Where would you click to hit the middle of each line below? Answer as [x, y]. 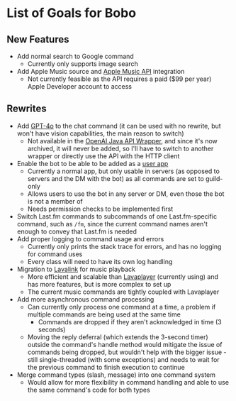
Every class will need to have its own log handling [100, 261]
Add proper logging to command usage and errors [90, 238]
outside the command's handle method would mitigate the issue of [125, 344]
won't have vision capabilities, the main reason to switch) [101, 133]
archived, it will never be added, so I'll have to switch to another [120, 148]
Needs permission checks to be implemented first [100, 209]
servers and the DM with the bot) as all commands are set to [116, 178]
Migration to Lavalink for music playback [76, 269]
